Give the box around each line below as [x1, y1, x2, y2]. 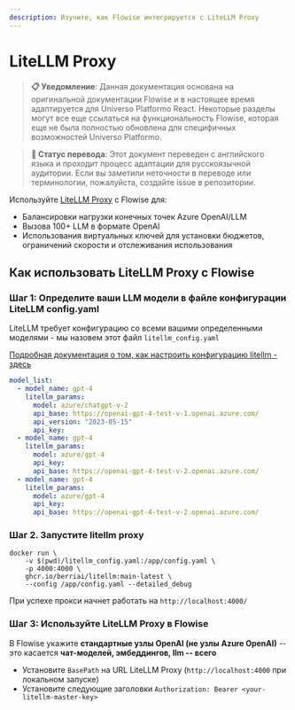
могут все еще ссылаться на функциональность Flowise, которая [30, 113, 279, 123]
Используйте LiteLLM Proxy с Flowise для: [9, 194, 167, 205]
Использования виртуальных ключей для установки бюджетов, [21, 230, 265, 240]
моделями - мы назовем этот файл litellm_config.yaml [9, 332, 220, 343]
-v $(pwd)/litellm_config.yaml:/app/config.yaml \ [25, 557, 216, 566]
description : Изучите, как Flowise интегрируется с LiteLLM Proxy [9, 12, 260, 22]
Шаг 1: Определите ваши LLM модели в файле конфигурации [9, 292, 287, 304]
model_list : [9, 376, 53, 386]
